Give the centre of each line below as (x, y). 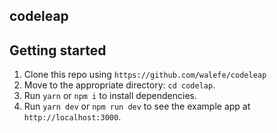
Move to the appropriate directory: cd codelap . (119, 85)
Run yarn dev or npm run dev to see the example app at (137, 106)
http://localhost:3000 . (72, 117)
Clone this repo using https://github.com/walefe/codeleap (145, 75)
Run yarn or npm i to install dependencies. (110, 96)
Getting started (58, 50)
